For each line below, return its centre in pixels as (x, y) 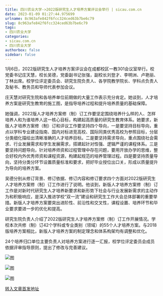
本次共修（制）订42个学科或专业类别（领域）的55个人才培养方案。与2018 (83, 225)
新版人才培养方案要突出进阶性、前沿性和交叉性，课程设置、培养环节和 (83, 203)
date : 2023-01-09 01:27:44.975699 (40, 14)
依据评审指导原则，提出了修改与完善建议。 (48, 248)
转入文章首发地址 (22, 289)
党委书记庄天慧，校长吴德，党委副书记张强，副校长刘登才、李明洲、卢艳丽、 (81, 75)
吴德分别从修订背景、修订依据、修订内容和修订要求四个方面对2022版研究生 (81, 179)
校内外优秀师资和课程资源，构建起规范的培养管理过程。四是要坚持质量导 (86, 156)
